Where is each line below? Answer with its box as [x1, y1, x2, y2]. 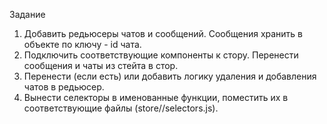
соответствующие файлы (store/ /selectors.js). [23, 102, 219, 114]
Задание [9, 9, 46, 20]
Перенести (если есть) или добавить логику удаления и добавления [23, 70, 317, 82]
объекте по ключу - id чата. [23, 39, 142, 50]
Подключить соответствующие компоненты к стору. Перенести [23, 49, 299, 61]
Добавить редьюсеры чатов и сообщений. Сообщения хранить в [23, 28, 304, 39]
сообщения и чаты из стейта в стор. [23, 60, 179, 71]
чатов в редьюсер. [23, 81, 105, 93]
